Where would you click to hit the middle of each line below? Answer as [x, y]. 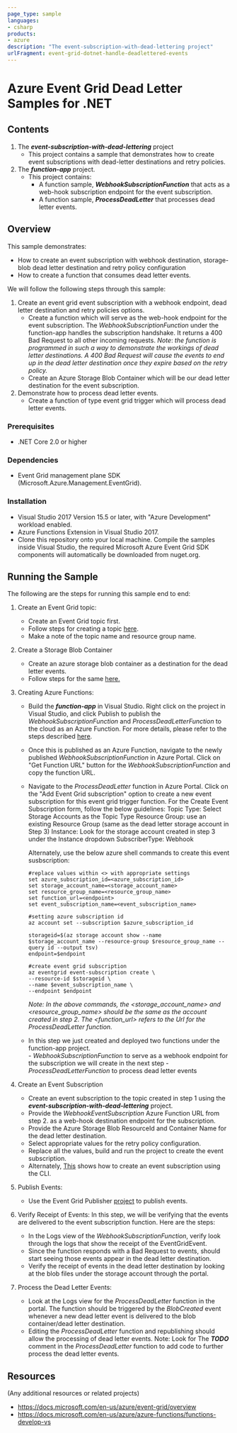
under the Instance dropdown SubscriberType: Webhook [111, 839]
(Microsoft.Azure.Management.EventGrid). [80, 483]
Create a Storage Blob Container [65, 650]
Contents [28, 129]
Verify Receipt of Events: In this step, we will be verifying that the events [123, 1215]
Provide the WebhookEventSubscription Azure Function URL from [124, 1113]
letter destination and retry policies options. [81, 310]
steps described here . [60, 736]
